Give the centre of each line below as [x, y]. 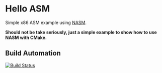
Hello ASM [28, 9]
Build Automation [33, 53]
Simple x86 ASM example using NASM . [46, 22]
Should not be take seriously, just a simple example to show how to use [81, 32]
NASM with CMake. [26, 37]
